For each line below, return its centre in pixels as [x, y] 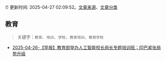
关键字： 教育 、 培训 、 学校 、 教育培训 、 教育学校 [60, 37]
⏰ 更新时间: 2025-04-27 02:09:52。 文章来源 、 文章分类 [61, 7]
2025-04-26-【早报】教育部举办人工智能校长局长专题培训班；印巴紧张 [84, 47]
